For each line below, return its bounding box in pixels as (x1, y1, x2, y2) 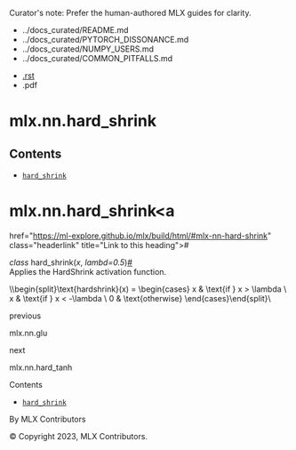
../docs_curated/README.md (21, 25, 129, 35)
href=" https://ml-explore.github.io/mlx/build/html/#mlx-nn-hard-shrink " (9, 230, 272, 241)
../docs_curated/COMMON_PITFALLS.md (21, 53, 173, 63)
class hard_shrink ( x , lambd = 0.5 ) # (9, 257, 133, 268)
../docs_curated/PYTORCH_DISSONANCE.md (21, 35, 189, 44)
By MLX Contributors (9, 414, 86, 424)
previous (9, 310, 42, 321)
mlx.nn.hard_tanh (9, 362, 73, 373)
